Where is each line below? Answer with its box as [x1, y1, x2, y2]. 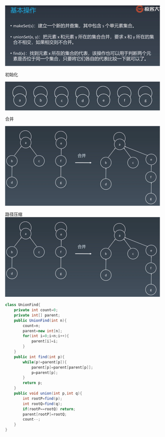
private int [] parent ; [14, 313, 60, 318]
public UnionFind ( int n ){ [14, 318, 67, 323]
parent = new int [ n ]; [23, 328, 63, 333]
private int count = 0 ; [14, 308, 58, 313]
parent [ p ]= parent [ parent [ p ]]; [31, 365, 93, 370]
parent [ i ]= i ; [31, 339, 58, 344]
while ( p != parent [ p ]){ [23, 359, 67, 364]
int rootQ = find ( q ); [23, 401, 63, 406]
